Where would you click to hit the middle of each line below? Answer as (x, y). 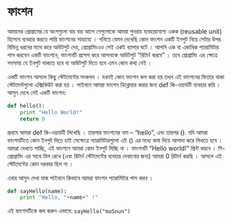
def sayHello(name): (37, 191)
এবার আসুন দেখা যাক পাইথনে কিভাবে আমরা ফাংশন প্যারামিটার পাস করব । (80, 178)
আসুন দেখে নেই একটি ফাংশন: (37, 92)
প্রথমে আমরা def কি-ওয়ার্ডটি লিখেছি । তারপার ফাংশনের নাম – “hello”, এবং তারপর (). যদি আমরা (108, 132)
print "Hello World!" (51, 112)
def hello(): (26, 106)
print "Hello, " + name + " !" (59, 197)
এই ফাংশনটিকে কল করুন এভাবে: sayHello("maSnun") (69, 211)
